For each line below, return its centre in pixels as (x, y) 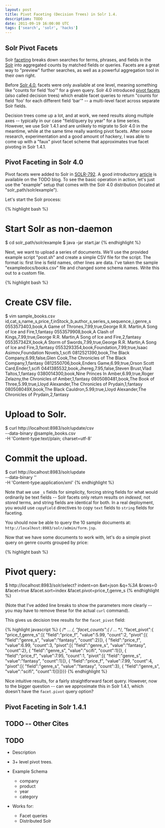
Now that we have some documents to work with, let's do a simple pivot (78, 537)
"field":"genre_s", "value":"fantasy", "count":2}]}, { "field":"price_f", (73, 640)
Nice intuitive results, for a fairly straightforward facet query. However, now (81, 681)
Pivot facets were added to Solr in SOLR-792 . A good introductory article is (81, 174)
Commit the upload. (46, 458)
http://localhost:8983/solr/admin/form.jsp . (51, 528)
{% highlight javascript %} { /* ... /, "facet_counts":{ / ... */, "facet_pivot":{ (79, 630)
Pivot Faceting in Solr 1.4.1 (46, 707)
